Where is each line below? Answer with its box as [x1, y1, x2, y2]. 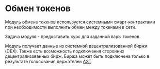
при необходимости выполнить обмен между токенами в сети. [5, 24, 137, 30]
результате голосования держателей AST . [5, 58, 93, 64]
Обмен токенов [5, 3, 71, 14]
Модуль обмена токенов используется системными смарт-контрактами [5, 19, 155, 25]
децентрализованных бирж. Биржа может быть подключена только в [5, 53, 149, 59]
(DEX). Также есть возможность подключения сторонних [5, 48, 125, 54]
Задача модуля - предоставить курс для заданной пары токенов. [5, 34, 141, 39]
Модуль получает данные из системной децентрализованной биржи [5, 43, 148, 49]
